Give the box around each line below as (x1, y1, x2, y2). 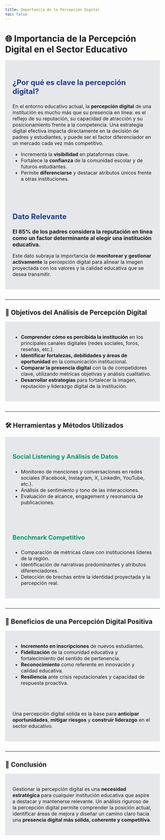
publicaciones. (21, 499, 55, 506)
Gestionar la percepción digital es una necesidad (12, 786, 127, 793)
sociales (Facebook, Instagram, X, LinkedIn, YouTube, (21, 474, 145, 481)
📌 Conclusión (5, 760, 47, 769)
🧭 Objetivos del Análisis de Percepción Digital (5, 309, 147, 317)
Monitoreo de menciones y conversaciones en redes (21, 468, 142, 475)
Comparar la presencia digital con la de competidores (21, 365, 147, 372)
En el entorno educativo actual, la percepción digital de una (12, 103, 151, 110)
